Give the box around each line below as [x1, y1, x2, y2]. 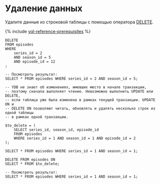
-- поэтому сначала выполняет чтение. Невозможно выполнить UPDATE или [5, 89, 153, 94]
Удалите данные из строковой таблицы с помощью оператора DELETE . [5, 19, 154, 25]
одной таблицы [5, 110, 34, 115]
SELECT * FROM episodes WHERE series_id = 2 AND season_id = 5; [5, 76, 138, 81]
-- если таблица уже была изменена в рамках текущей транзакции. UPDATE [5, 97, 156, 102]
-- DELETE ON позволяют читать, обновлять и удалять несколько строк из [5, 106, 156, 111]
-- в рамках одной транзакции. [5, 114, 69, 119]
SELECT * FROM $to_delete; [5, 161, 60, 166]
